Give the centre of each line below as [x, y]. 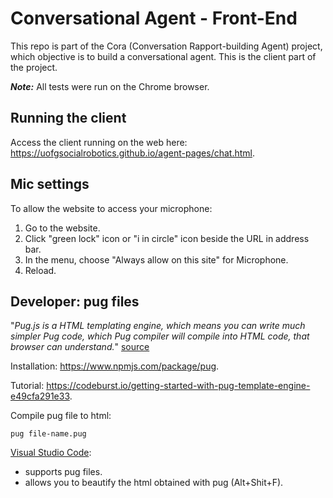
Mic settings [50, 184]
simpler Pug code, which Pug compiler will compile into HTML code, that [160, 336]
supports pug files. [63, 472]
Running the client [68, 118]
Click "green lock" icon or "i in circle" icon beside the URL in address [167, 238]
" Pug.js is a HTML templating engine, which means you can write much [158, 326]
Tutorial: [27, 386]
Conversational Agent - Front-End [154, 18]
